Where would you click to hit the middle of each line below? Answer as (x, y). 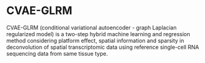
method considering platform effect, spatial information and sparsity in (95, 40)
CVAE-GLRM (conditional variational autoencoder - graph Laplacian (91, 28)
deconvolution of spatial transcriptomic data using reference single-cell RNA (103, 47)
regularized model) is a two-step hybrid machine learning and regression (98, 34)
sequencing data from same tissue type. (57, 53)
